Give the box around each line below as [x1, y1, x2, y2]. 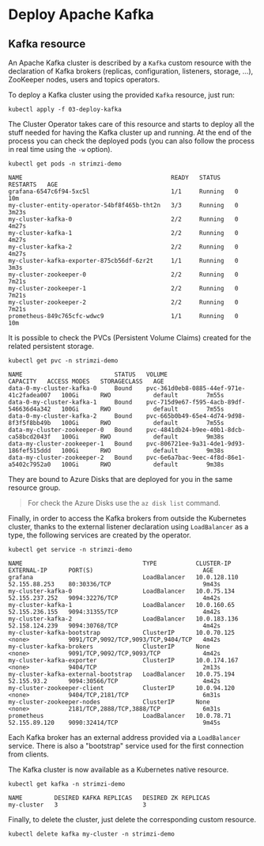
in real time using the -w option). [8, 145, 113, 154]
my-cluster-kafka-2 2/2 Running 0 [8, 243, 239, 251]
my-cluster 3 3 [8, 801, 147, 809]
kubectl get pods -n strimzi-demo [8, 160, 123, 168]
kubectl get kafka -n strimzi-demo [8, 780, 126, 788]
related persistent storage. [8, 342, 95, 351]
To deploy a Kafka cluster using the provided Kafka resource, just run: [8, 90, 236, 100]
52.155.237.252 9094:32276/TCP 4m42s [8, 594, 221, 602]
